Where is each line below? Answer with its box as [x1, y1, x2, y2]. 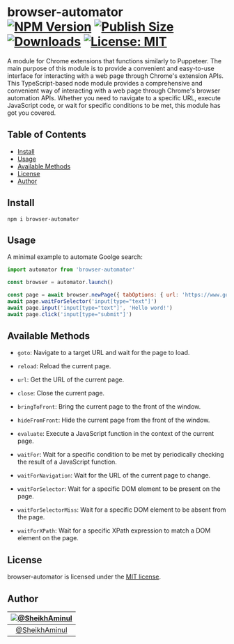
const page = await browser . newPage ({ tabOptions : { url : [7, 292, 179, 299]
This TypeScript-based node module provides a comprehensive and [7, 79, 203, 87]
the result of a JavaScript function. [17, 457, 117, 466]
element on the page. [17, 534, 79, 542]
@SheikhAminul [15, 625, 68, 635]
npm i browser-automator [7, 215, 79, 223]
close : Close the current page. [17, 389, 105, 398]
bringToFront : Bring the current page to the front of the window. [17, 402, 201, 411]
